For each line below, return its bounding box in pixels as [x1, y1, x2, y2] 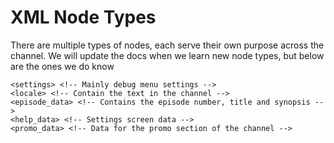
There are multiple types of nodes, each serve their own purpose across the [10, 39, 325, 51]
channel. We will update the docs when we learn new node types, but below [10, 49, 325, 61]
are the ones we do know [10, 60, 115, 72]
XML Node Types [10, 6, 157, 29]
